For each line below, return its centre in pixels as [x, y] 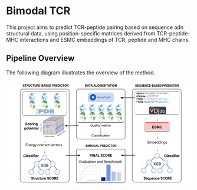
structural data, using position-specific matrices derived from [81, 33]
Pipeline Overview [40, 58]
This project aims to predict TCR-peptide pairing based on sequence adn [95, 27]
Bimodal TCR [38, 11]
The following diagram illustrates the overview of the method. [81, 73]
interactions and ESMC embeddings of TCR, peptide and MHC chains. [105, 40]
